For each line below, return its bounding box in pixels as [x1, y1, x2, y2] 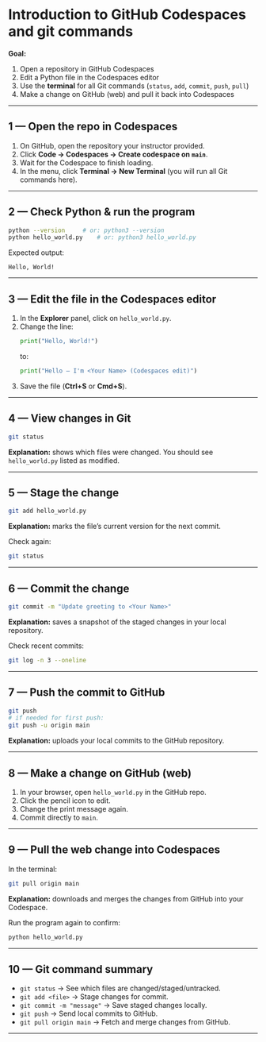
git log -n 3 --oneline [8, 656, 87, 664]
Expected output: [8, 248, 65, 257]
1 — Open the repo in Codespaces [8, 120, 178, 133]
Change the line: [19, 322, 74, 331]
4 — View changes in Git [8, 411, 131, 426]
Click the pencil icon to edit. [19, 796, 111, 805]
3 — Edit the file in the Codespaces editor [8, 292, 217, 306]
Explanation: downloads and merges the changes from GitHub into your [8, 893, 244, 903]
